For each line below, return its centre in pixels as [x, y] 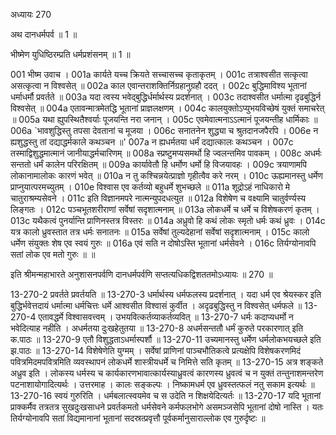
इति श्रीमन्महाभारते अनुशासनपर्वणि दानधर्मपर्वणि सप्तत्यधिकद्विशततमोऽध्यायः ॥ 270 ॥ [141, 274]
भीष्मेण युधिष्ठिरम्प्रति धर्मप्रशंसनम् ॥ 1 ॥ [70, 54]
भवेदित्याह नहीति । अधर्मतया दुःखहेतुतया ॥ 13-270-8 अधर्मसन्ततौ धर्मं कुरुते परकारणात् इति [157, 328]
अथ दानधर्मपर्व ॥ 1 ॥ [44, 34]
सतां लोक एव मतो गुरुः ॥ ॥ [53, 254]
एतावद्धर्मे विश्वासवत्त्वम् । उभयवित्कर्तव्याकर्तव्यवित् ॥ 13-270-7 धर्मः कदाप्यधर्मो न [166, 317]
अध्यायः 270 [31, 14]
